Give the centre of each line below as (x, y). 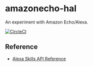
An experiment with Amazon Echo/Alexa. (46, 22)
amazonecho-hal (41, 9)
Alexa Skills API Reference (39, 59)
